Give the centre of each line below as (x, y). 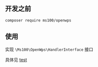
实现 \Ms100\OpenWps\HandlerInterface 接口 (49, 49)
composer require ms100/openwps (38, 20)
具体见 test (16, 60)
